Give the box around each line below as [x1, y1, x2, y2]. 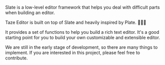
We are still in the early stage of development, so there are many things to [5, 44, 158, 50]
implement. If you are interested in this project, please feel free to [5, 50, 140, 55]
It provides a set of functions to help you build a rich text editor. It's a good [5, 29, 159, 35]
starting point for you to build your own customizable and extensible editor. [5, 35, 160, 40]
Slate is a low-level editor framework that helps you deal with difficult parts [5, 5, 160, 10]
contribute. [5, 55, 28, 61]
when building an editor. [5, 10, 55, 16]
